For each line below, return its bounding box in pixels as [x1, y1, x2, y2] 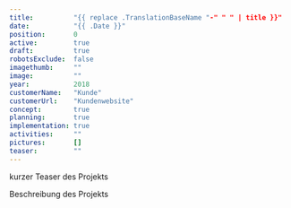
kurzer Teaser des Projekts [9, 171, 109, 182]
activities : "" [9, 130, 82, 139]
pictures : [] [9, 138, 82, 147]
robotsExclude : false [9, 55, 94, 64]
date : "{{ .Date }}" [9, 22, 126, 30]
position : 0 [9, 30, 78, 39]
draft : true [9, 47, 90, 56]
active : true [9, 38, 90, 48]
